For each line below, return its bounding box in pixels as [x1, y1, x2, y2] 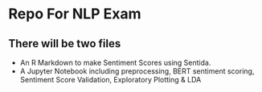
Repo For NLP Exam [8, 5, 141, 23]
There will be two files [8, 37, 121, 50]
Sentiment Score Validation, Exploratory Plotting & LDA [19, 75, 202, 84]
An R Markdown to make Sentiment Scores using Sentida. [19, 58, 211, 67]
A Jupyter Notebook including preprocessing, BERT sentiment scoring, [19, 66, 255, 76]
